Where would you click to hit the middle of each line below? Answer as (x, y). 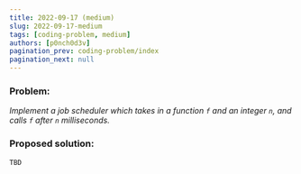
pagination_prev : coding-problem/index (84, 51)
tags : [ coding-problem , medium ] (70, 34)
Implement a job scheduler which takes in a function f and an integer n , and (150, 111)
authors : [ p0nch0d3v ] (50, 43)
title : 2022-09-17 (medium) (62, 18)
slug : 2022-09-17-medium (56, 26)
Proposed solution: (52, 143)
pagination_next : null (52, 60)
